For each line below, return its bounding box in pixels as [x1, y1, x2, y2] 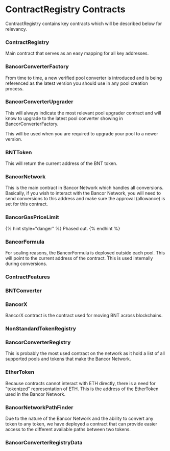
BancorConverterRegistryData [5, 439, 83, 446]
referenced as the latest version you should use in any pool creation [5, 80, 148, 86]
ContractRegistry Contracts [5, 4, 126, 15]
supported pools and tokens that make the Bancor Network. [5, 356, 131, 362]
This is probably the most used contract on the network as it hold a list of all [5, 350, 165, 357]
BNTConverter [5, 287, 42, 294]
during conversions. [5, 260, 47, 267]
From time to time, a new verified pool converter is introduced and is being [5, 75, 162, 81]
